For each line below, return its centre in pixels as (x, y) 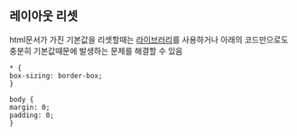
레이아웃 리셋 (44, 16)
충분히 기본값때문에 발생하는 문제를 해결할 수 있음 (96, 50)
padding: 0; (32, 115)
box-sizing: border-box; (56, 76)
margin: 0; (30, 107)
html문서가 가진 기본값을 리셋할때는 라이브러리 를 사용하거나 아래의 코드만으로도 (149, 40)
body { (22, 99)
